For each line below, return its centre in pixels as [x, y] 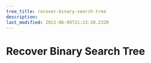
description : [22, 17]
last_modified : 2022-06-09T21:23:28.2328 [58, 22]
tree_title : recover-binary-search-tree [56, 11]
